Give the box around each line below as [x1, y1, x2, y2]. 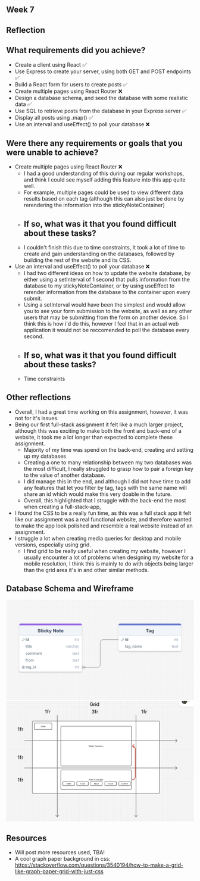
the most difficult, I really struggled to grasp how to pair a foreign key [23, 465, 193, 472]
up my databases [23, 452, 67, 460]
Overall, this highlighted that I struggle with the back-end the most [23, 496, 186, 504]
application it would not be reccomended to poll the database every [23, 327, 190, 334]
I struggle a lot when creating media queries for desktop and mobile [14, 535, 182, 542]
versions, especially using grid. [14, 541, 91, 548]
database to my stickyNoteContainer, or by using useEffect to [23, 282, 175, 289]
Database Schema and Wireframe [6, 583, 134, 594]
